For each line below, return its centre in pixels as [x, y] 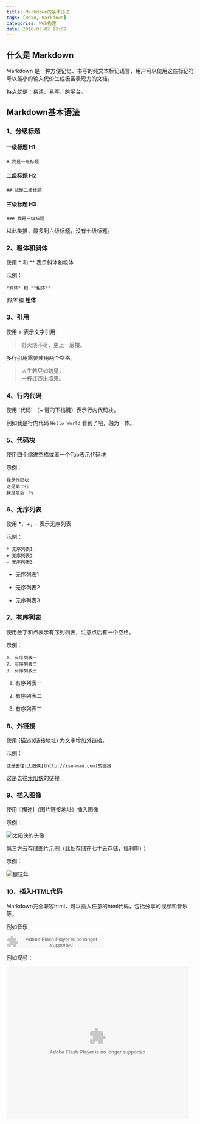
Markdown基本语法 [43, 112]
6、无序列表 [24, 510]
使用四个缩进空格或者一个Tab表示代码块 [56, 455]
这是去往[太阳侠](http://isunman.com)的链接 [59, 766]
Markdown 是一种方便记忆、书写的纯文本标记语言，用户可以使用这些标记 [98, 71]
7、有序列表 [24, 617]
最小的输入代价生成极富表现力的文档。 [65, 79]
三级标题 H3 [21, 204]
